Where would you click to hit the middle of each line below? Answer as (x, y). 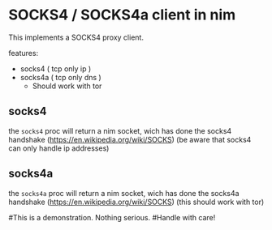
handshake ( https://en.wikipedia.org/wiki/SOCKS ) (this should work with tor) (136, 202)
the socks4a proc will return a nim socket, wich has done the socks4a (124, 193)
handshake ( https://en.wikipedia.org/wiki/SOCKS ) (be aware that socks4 (130, 139)
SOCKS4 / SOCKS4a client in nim (122, 15)
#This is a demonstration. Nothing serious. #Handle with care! (112, 217)
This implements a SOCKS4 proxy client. (76, 37)
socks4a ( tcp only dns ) (60, 77)
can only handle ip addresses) (59, 148)
